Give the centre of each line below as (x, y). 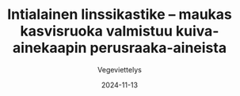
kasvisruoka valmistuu (96, 31)
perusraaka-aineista (158, 48)
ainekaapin (50, 48)
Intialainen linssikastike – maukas (120, 15)
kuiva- (197, 31)
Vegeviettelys (120, 69)
